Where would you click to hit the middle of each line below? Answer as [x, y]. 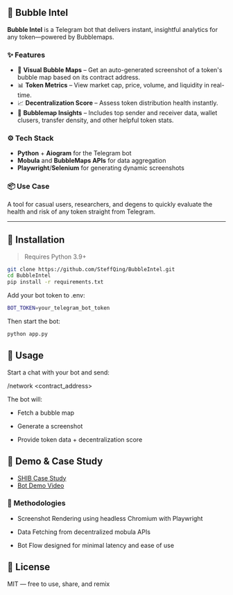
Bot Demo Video [41, 485]
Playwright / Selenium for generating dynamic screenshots [101, 168]
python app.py [28, 334]
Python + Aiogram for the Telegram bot [74, 153]
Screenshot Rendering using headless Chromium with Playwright [110, 518]
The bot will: [25, 399]
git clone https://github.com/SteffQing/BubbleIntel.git [91, 269]
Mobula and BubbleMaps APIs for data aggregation [92, 161]
